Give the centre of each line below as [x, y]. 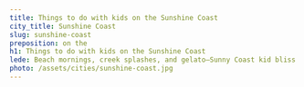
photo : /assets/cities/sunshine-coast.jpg [91, 69]
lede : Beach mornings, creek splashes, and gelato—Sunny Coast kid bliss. [155, 60]
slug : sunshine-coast [51, 34]
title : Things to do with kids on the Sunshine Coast [114, 18]
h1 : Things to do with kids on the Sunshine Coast [108, 52]
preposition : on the [49, 43]
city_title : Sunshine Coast [63, 26]
